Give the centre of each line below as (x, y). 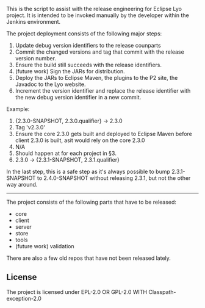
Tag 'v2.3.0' (30, 127)
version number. (36, 58)
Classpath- (162, 292)
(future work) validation (45, 246)
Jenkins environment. (34, 22)
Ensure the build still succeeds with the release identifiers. (88, 65)
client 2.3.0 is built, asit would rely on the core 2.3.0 (80, 140)
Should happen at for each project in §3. (66, 153)
